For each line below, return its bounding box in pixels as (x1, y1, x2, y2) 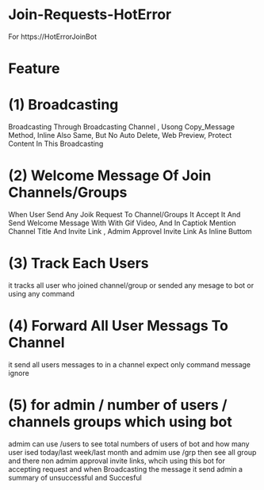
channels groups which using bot (8, 413, 232, 431)
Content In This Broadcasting (8, 139, 104, 148)
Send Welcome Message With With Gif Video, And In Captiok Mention (8, 218, 236, 228)
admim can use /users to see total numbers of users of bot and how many (8, 438, 250, 449)
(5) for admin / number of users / (8, 396, 228, 414)
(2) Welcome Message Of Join (8, 167, 212, 185)
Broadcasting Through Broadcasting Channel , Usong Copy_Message (8, 122, 235, 132)
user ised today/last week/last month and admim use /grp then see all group (8, 447, 257, 457)
